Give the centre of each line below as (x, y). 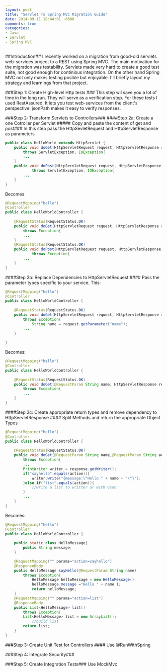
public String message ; (47, 548)
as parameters (20, 134)
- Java (12, 33)
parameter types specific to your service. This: (53, 283)
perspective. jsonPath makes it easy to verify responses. (63, 108)
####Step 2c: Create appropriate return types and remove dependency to (81, 412)
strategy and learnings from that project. (46, 83)
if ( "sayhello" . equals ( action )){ (57, 474)
